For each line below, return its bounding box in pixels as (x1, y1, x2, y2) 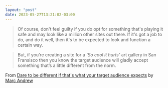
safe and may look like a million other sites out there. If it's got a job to (17, 31, 162, 37)
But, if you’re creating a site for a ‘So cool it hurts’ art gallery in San (17, 51, 156, 58)
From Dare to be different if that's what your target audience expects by (5, 72, 154, 78)
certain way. (17, 42, 43, 48)
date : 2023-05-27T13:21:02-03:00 (5, 12, 75, 17)
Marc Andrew (5, 77, 34, 83)
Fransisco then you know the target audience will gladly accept (17, 57, 148, 63)
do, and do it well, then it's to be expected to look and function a (17, 36, 151, 43)
